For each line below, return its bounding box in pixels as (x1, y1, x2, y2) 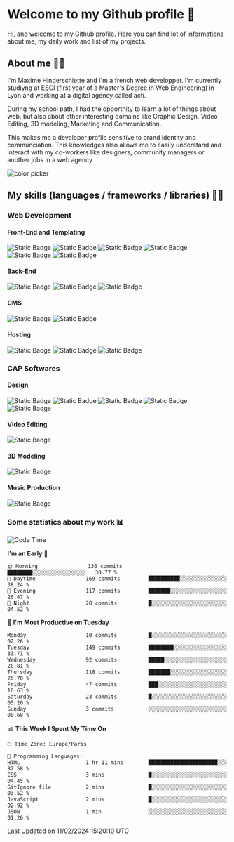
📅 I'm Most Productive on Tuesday (7, 618, 110, 626)
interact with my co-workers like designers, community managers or (7, 147, 205, 157)
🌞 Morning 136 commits (7, 563, 123, 570)
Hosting (7, 330, 32, 339)
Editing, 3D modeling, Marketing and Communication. (7, 119, 162, 128)
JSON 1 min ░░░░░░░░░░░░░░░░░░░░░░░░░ (7, 808, 228, 815)
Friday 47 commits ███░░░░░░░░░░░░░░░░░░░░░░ (7, 680, 228, 688)
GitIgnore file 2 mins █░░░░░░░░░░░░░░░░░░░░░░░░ (7, 783, 228, 791)
